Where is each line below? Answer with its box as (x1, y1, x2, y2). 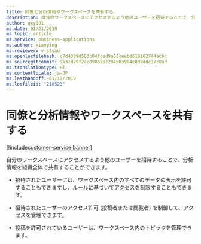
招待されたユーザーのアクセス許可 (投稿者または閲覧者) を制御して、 (14, 204, 184, 211)
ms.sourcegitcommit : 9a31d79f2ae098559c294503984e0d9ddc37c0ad (6, 59, 167, 65)
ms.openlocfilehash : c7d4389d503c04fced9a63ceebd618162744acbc (6, 53, 167, 59)
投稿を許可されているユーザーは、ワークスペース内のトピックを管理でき (14, 224, 193, 231)
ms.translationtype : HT (6, 64, 66, 71)
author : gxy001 (6, 20, 44, 26)
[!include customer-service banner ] (6, 144, 93, 151)
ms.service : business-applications (6, 36, 95, 42)
